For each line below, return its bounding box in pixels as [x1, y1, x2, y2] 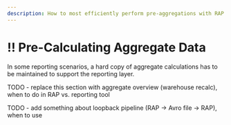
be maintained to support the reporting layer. [7, 69, 135, 78]
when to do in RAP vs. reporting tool [7, 90, 111, 98]
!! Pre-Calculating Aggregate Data [7, 39, 206, 55]
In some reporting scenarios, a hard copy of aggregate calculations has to [7, 62, 218, 71]
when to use [7, 111, 43, 119]
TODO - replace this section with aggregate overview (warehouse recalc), [7, 83, 218, 91]
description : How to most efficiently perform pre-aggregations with [7, 10, 212, 17]
